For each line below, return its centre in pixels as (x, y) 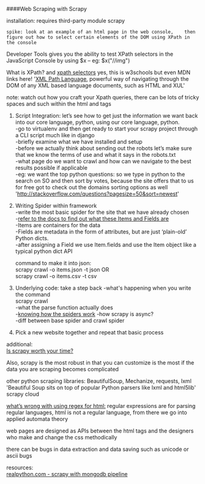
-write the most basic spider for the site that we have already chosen (102, 212)
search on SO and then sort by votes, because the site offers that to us (104, 181)
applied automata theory (37, 419)
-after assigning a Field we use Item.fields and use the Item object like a (106, 245)
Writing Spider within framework (56, 206)
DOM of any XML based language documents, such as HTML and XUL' (96, 85)
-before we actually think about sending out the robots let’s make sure (103, 148)
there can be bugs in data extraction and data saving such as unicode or (98, 449)
